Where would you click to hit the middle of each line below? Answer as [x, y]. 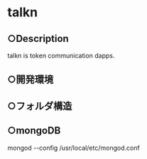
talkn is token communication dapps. [61, 55]
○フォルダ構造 [40, 106]
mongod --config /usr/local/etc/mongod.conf [73, 148]
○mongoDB [34, 131]
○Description [38, 39]
